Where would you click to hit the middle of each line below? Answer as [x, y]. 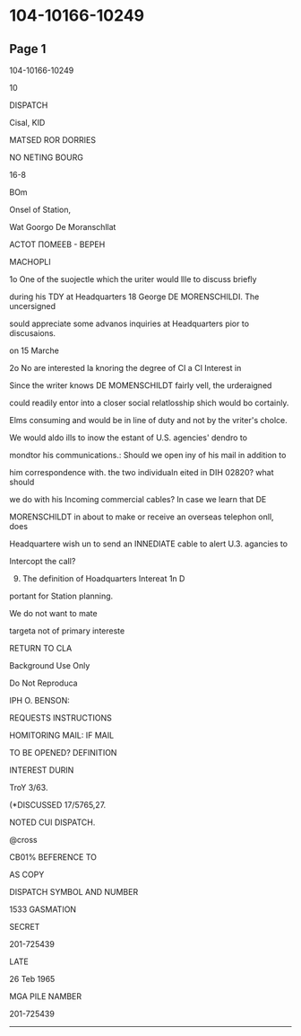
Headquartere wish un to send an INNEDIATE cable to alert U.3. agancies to [149, 544]
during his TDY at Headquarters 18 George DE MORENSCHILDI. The [134, 297]
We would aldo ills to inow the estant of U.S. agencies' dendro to [129, 438]
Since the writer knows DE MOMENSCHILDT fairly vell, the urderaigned [141, 385]
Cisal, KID [27, 123]
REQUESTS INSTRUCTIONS [60, 718]
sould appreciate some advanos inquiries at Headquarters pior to [129, 323]
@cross [23, 840]
